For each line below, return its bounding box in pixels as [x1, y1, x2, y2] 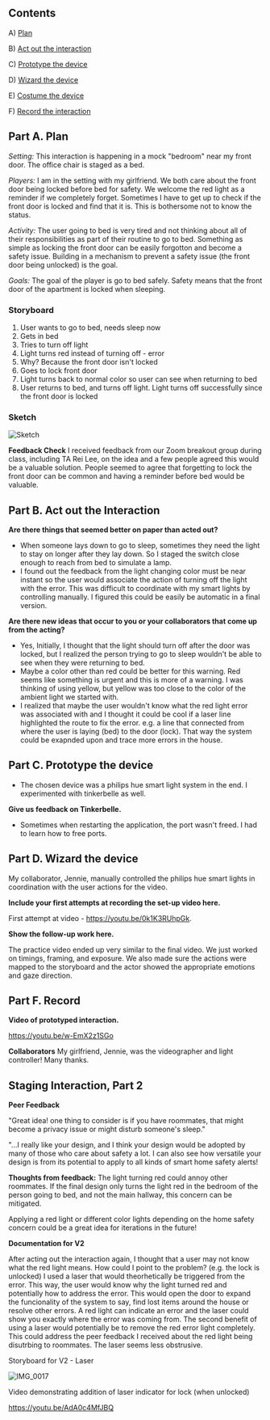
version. [19, 601, 48, 611]
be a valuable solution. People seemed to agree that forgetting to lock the [8, 463, 252, 472]
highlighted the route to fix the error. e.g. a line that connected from [19, 718, 244, 728]
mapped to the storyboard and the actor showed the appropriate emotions [8, 961, 255, 971]
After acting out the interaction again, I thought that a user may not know [8, 1254, 250, 1264]
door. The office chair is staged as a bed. [8, 159, 145, 169]
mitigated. [8, 1198, 42, 1208]
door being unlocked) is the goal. [8, 260, 118, 269]
